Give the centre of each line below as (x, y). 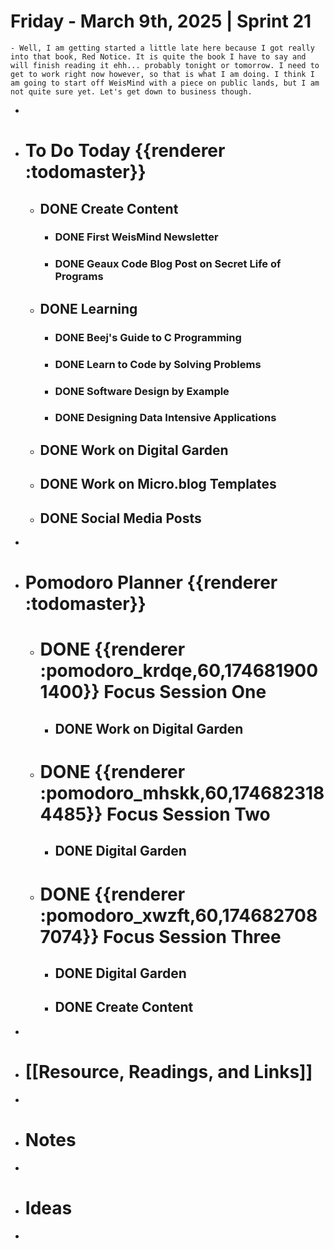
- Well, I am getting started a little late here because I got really (162, 48)
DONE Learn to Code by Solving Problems (158, 364)
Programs (79, 277)
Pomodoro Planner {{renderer (151, 582)
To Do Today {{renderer (125, 151)
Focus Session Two (188, 814)
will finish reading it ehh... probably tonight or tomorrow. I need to (165, 65)
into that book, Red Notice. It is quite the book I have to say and (158, 56)
